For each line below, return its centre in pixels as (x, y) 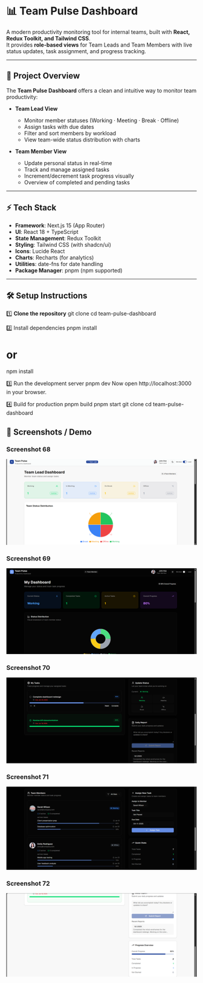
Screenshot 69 (28, 558)
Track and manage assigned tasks (67, 169)
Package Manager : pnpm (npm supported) (69, 270)
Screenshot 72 (28, 883)
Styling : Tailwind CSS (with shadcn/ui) (63, 244)
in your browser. (27, 392)
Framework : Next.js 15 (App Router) (60, 225)
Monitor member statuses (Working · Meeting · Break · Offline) (101, 120)
